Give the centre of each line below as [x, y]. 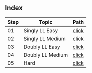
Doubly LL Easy [42, 47]
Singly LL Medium [45, 38]
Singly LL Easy [41, 30]
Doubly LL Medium [46, 55]
